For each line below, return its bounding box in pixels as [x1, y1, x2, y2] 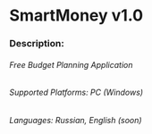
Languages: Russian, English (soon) [9, 114, 142, 125]
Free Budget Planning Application [9, 59, 133, 70]
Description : [9, 38, 64, 50]
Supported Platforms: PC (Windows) [9, 87, 144, 98]
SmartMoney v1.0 [9, 5, 144, 26]
